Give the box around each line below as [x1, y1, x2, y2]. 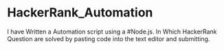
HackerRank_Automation [7, 5, 153, 21]
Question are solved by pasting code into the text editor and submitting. [7, 34, 210, 42]
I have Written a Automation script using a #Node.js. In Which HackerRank [7, 27, 218, 36]
